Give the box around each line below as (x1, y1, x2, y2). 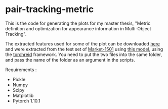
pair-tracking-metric (5, 4, 94, 15)
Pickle (12, 76, 26, 82)
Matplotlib (12, 92, 34, 98)
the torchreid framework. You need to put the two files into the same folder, (5, 51, 162, 58)
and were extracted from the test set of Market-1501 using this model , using (5, 46, 163, 52)
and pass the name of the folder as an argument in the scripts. (5, 57, 135, 63)
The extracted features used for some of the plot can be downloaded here (5, 40, 160, 46)
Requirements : (5, 67, 37, 73)
